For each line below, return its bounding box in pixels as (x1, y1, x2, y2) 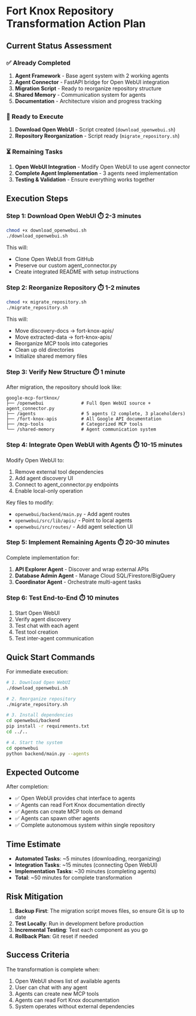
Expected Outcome (6, 767, 79, 777)
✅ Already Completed (6, 59, 71, 67)
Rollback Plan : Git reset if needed (14, 933, 99, 940)
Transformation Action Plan (6, 17, 146, 30)
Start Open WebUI (14, 609, 60, 616)
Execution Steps (6, 193, 69, 204)
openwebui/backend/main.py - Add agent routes (14, 510, 130, 517)
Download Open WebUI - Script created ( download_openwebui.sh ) (14, 126, 176, 133)
